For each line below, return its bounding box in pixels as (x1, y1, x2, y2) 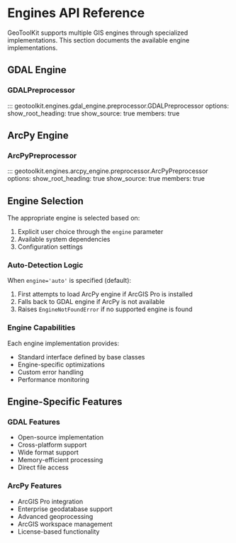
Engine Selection (7, 195, 84, 207)
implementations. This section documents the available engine (7, 35, 190, 44)
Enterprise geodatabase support (17, 505, 113, 513)
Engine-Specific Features (7, 396, 123, 408)
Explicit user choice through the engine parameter (17, 228, 164, 236)
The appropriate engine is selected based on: (7, 214, 140, 223)
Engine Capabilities (7, 323, 76, 332)
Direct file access (17, 463, 69, 472)
